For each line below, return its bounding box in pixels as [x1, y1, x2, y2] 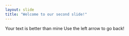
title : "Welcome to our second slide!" [5, 12, 87, 17]
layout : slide [5, 7, 35, 12]
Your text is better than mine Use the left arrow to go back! [5, 25, 125, 31]
